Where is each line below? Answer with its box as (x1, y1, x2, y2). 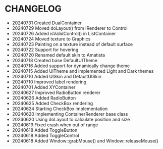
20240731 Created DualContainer (12, 20, 82, 26)
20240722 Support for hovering (12, 46, 79, 53)
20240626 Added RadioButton (12, 94, 76, 101)
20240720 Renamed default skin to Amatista (12, 52, 105, 58)
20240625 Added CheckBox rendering (12, 100, 93, 106)
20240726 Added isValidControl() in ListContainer (12, 30, 116, 36)
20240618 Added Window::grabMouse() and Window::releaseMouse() (12, 137, 158, 144)
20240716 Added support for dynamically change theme (12, 63, 130, 69)
